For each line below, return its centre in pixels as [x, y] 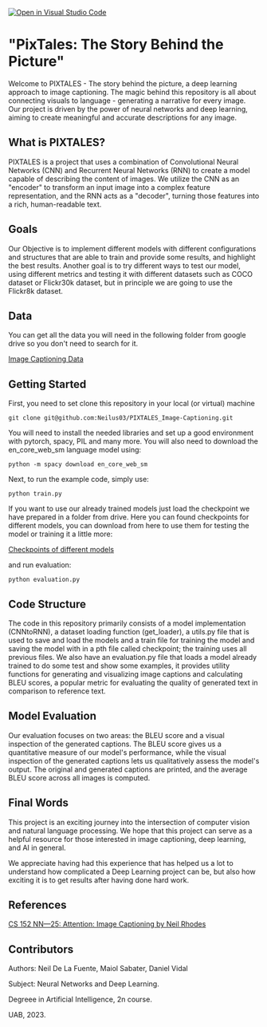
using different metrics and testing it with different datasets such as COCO [131, 274]
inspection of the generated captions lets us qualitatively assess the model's [134, 760]
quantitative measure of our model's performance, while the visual [118, 752]
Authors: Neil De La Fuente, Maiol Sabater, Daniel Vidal [98, 969]
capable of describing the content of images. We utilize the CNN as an [124, 179]
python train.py [35, 494]
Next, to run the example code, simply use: [79, 480]
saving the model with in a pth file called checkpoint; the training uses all [128, 649]
